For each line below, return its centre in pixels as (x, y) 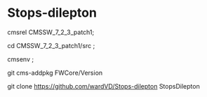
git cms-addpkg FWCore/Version (55, 73)
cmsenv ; (20, 59)
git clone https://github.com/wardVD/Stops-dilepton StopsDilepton (103, 86)
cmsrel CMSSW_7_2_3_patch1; (51, 32)
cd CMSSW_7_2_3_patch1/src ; (51, 45)
